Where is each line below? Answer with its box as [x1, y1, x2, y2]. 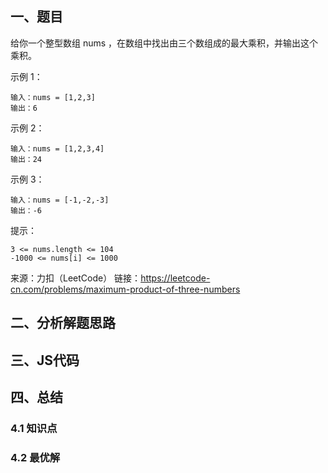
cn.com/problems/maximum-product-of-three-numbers [10, 283, 241, 295]
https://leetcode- [140, 272, 211, 284]
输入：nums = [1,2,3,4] [10, 143, 105, 154]
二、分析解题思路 [10, 315, 116, 332]
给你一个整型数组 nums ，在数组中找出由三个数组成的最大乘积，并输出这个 [10, 37, 319, 49]
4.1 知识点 [10, 421, 58, 435]
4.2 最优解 [10, 450, 61, 464]
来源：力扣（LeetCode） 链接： [10, 272, 142, 284]
